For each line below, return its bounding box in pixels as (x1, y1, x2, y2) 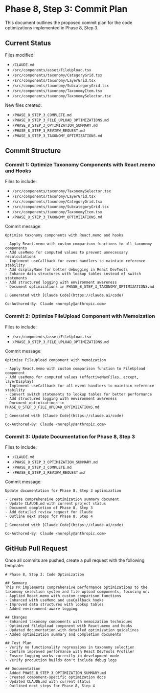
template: (5, 562, 24, 568)
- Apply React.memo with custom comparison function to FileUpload (5, 366, 146, 371)
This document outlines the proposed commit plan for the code (5, 20, 133, 25)
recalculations (5, 254, 36, 259)
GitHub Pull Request (5, 544, 68, 553)
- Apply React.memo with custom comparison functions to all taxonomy (5, 241, 152, 247)
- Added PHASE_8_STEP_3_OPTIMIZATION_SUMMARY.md (5, 670, 106, 675)
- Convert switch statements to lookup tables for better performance (5, 392, 152, 397)
